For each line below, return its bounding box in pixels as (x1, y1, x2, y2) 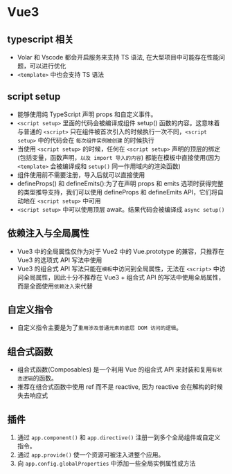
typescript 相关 (7, 33, 74, 45)
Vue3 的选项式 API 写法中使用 (17, 255, 102, 264)
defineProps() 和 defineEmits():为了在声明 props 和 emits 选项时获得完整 (17, 179, 224, 188)
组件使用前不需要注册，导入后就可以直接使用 (17, 170, 145, 179)
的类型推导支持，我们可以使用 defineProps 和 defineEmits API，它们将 (17, 188, 218, 196)
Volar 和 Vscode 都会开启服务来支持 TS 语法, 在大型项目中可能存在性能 (17, 53, 220, 61)
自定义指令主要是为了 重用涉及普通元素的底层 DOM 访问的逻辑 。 (17, 323, 182, 332)
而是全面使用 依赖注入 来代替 (17, 282, 93, 290)
